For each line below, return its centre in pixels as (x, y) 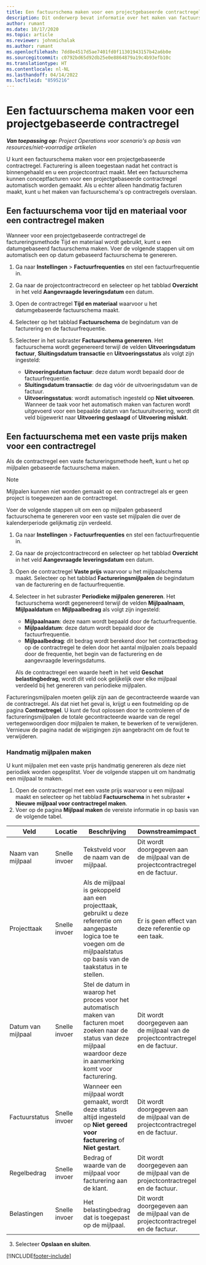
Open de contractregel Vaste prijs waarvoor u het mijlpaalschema (99, 571)
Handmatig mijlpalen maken (49, 752)
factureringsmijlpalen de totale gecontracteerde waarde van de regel (93, 717)
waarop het (100, 992)
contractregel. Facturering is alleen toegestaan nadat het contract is (92, 166)
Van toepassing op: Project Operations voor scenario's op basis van (93, 141)
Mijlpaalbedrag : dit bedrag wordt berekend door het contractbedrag (111, 641)
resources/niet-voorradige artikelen (51, 147)
